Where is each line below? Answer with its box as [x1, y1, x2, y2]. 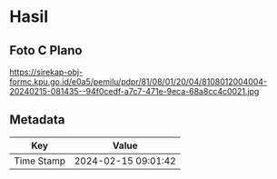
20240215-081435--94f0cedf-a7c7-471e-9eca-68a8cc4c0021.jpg [9, 86, 260, 96]
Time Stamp [14, 154, 66, 167]
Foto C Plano [9, 43, 83, 58]
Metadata [9, 112, 65, 128]
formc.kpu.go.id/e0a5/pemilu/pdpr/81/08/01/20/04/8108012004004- [9, 76, 268, 87]
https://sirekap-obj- [9, 66, 84, 77]
